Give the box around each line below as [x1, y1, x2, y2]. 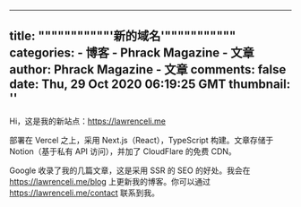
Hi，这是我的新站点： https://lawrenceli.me [9, 116, 166, 126]
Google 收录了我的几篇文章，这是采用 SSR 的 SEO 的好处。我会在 [9, 165, 251, 176]
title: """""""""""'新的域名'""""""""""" [9, 29, 236, 44]
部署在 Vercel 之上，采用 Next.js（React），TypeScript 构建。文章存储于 [9, 134, 274, 145]
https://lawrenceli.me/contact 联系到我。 [9, 187, 159, 198]
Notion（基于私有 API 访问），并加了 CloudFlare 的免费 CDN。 [9, 145, 237, 157]
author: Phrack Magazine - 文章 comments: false [9, 62, 287, 77]
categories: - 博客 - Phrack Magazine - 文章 [9, 46, 254, 61]
